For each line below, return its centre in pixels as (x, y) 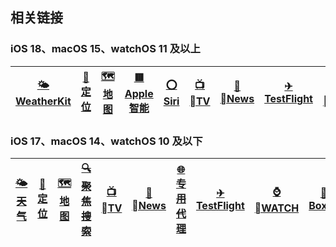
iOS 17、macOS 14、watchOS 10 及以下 (106, 141)
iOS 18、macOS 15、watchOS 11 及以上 (105, 49)
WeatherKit (43, 101)
